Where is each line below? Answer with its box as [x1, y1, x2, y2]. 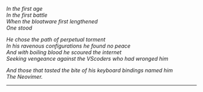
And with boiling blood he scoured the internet [6, 49, 122, 56]
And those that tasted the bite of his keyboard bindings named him [6, 67, 173, 74]
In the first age [6, 5, 43, 12]
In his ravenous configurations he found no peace [6, 42, 131, 49]
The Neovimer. [6, 73, 43, 80]
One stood [6, 24, 33, 31]
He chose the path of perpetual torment [6, 36, 106, 43]
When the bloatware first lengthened [6, 18, 98, 25]
